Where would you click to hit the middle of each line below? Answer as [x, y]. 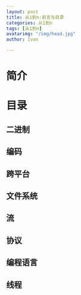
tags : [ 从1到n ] [24, 28]
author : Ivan [22, 39]
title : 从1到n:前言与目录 [35, 17]
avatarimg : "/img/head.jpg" [41, 34]
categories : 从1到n [29, 23]
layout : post [22, 12]
